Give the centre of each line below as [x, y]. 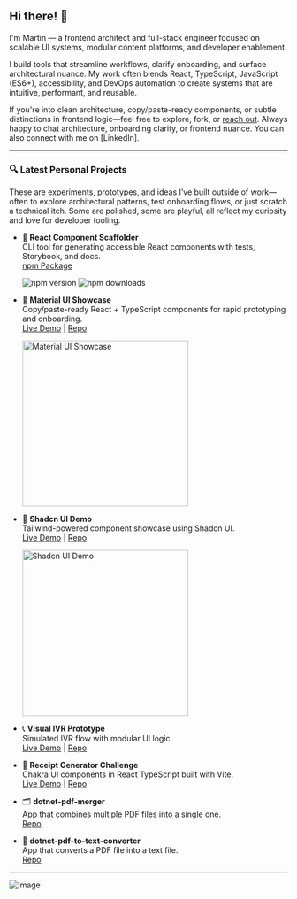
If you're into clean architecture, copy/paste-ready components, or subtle [143, 109]
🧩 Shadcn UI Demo [57, 519]
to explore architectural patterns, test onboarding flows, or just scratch [158, 202]
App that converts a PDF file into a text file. [100, 850]
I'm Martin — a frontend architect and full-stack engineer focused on [135, 37]
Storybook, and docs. [61, 257]
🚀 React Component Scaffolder [80, 238]
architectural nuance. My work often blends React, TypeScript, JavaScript [144, 73]
